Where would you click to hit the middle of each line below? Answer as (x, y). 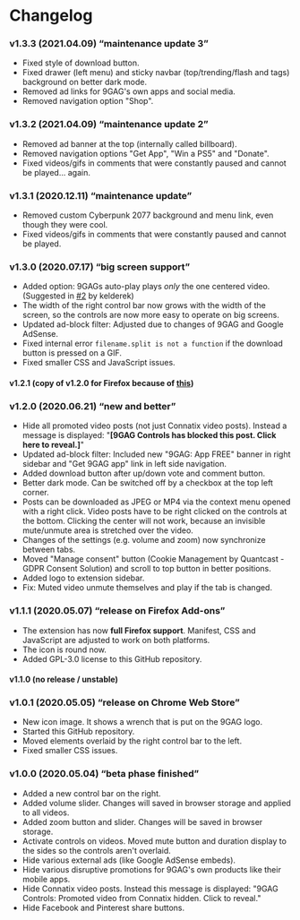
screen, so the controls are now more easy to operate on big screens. (150, 315)
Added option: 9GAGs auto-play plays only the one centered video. (146, 287)
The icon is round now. (64, 649)
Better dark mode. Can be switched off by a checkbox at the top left (147, 483)
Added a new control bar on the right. (91, 793)
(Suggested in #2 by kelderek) (78, 296)
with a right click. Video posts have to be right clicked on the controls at (154, 512)
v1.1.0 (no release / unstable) (64, 679)
